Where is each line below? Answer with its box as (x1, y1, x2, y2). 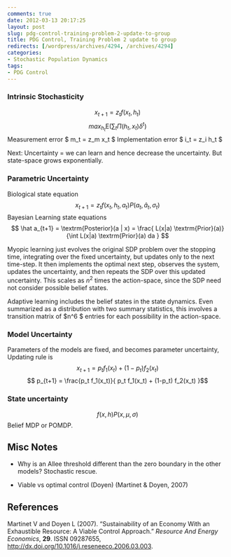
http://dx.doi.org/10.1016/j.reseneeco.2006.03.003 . (7, 542, 153, 551)
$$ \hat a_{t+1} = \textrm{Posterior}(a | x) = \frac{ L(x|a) (10, 224, 173, 233)
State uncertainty (7, 394, 69, 404)
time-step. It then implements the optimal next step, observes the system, (7, 260, 220, 268)
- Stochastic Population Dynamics (7, 56, 108, 63)
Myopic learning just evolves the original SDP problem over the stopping (7, 245, 216, 254)
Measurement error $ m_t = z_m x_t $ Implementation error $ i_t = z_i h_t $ (7, 135, 223, 144)
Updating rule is (7, 353, 54, 362)
